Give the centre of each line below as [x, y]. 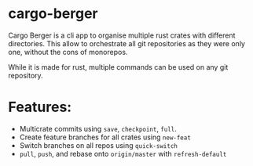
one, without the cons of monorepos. [68, 52]
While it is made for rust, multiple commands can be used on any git [118, 67]
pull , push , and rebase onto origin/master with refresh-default [123, 153]
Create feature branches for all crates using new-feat [105, 137]
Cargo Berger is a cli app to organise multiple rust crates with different [122, 35]
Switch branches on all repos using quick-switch [99, 145]
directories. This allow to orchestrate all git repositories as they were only [127, 43]
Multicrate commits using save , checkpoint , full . [98, 128]
